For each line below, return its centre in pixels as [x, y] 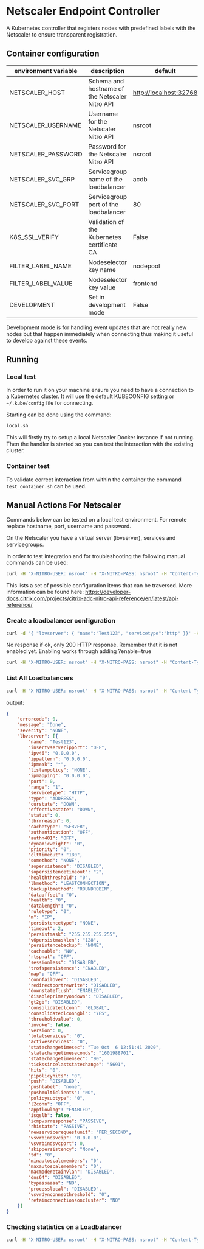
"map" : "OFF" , [46, 974]
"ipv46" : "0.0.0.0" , [54, 753]
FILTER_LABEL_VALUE [41, 283]
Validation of [106, 222]
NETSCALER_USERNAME [46, 125]
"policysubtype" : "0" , [57, 1099]
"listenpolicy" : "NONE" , [59, 770]
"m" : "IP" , [42, 917]
